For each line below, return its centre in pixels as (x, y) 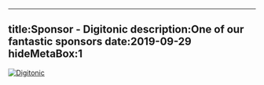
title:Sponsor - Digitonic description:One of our (126, 29)
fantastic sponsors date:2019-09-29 (100, 42)
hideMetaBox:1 (46, 54)
